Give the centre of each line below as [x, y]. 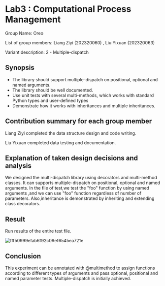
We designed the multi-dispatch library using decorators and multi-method [81, 178]
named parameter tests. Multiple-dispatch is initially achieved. [68, 278]
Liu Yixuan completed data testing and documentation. [61, 143]
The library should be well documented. [53, 90]
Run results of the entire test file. [38, 231]
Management [33, 19]
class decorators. [23, 204]
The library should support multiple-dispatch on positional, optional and [85, 79]
